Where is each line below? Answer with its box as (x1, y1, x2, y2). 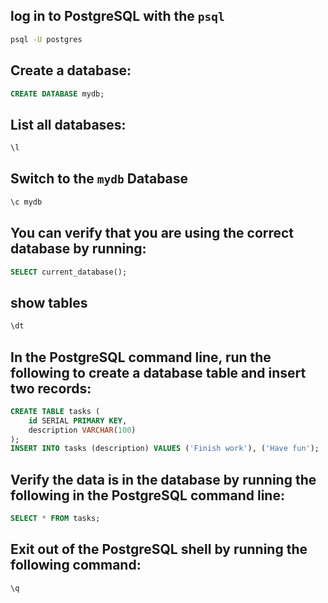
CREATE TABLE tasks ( (10, 406, 101, 416)
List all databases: (10, 116, 127, 133)
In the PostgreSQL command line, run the (10, 349, 272, 366)
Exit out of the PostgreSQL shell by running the (10, 541, 308, 558)
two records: (10, 380, 92, 397)
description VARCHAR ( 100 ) (28, 425, 137, 435)
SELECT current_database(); (10, 267, 128, 277)
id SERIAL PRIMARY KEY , (28, 415, 128, 426)
